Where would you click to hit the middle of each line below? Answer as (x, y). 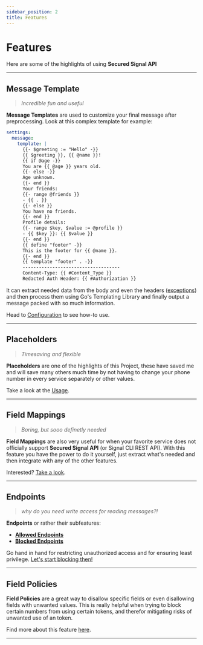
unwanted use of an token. (40, 618)
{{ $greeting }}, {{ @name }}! (62, 155)
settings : (19, 133)
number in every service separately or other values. (70, 378)
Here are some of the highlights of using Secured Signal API (82, 64)
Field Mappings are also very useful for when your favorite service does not (101, 441)
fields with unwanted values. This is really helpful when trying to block (94, 605)
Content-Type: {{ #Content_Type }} (67, 273)
